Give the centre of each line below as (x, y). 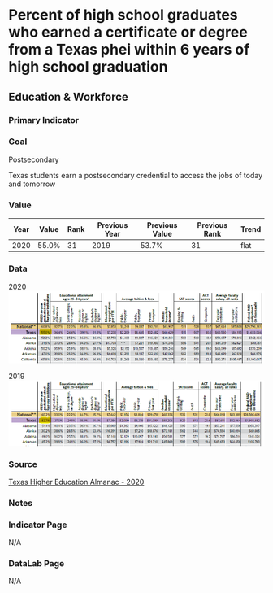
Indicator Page (38, 525)
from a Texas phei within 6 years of (129, 50)
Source (23, 464)
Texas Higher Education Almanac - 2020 (76, 482)
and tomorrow (32, 184)
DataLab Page (37, 564)
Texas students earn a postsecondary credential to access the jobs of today (136, 175)
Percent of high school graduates (123, 15)
